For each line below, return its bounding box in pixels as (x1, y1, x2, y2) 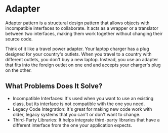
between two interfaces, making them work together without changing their (5, 30, 163, 36)
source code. (5, 36, 33, 42)
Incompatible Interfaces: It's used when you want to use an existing (12, 95, 154, 101)
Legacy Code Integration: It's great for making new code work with (12, 106, 152, 112)
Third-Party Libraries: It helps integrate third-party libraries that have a (12, 117, 160, 123)
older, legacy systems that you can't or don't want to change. (12, 111, 141, 117)
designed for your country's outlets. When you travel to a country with (5, 51, 152, 57)
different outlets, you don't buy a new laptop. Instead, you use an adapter (5, 56, 158, 62)
